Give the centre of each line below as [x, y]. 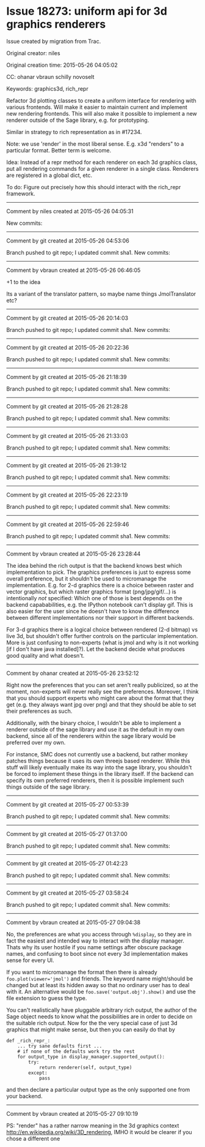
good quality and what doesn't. [45, 655]
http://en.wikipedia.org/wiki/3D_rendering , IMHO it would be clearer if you [99, 1132]
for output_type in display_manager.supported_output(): [91, 1057]
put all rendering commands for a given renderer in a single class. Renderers [103, 168]
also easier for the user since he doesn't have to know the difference [93, 611]
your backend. [24, 1096]
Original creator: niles [33, 53]
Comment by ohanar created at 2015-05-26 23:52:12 [73, 673]
